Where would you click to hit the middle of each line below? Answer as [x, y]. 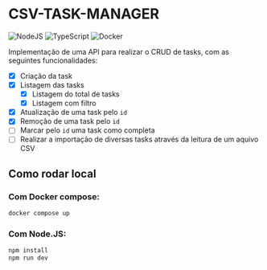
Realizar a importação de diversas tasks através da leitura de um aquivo [139, 139]
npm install [28, 251]
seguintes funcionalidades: [53, 60]
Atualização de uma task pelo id [73, 112]
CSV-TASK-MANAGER [84, 14]
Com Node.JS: [37, 234]
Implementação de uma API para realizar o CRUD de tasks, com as [119, 51]
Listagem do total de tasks [76, 94]
